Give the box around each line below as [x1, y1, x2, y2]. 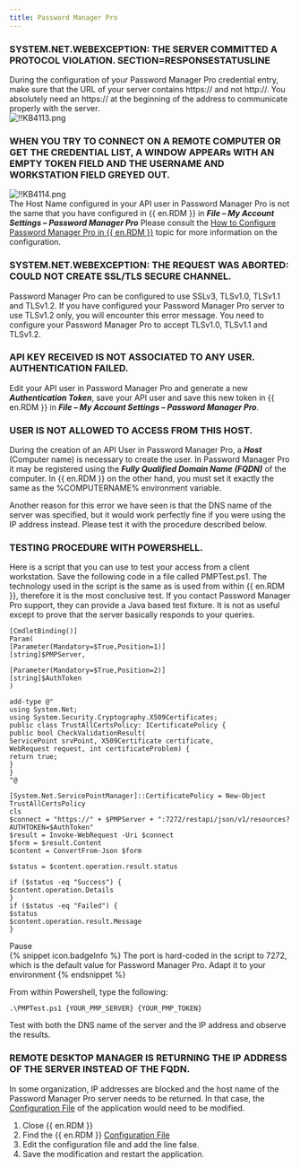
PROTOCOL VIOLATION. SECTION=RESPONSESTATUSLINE [9, 54, 270, 66]
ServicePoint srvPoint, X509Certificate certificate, [9, 737, 215, 745]
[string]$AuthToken [9, 674, 82, 683]
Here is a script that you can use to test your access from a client [9, 562, 250, 572]
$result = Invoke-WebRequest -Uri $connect [9, 831, 175, 840]
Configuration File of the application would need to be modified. [9, 1103, 245, 1113]
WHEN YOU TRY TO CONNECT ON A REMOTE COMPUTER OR [9, 135, 281, 147]
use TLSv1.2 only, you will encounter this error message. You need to [9, 309, 264, 320]
